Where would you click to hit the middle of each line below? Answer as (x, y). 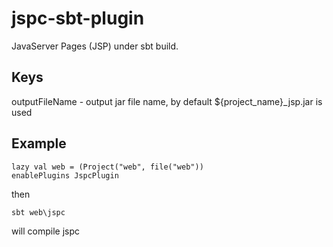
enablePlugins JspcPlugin (65, 175)
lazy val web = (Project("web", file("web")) (107, 167)
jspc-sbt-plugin (78, 18)
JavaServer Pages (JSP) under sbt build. (95, 46)
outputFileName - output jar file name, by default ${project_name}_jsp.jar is (167, 101)
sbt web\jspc (38, 212)
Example (39, 143)
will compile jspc (46, 231)
